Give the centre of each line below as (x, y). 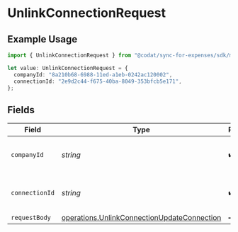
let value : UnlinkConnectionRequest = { (68, 68)
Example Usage (42, 39)
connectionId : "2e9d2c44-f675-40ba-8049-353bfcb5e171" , (98, 81)
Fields (21, 110)
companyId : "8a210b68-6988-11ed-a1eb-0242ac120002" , (93, 75)
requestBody (31, 218)
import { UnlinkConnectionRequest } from (69, 55)
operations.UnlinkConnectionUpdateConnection (141, 218)
